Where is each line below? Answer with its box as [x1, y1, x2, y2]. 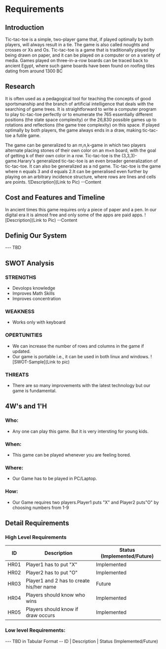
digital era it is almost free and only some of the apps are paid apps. [5, 212, 144, 218]
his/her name [25, 584, 57, 590]
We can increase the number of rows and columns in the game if [12, 343, 144, 349]
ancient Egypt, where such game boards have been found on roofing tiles [5, 63, 155, 68]
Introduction [5, 23, 44, 32]
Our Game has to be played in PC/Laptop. [12, 475, 97, 482]
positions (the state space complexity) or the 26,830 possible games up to [5, 117, 157, 123]
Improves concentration [12, 296, 61, 302]
